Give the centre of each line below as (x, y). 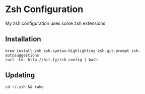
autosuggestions (22, 55)
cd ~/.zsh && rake (24, 87)
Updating (20, 75)
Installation (23, 39)
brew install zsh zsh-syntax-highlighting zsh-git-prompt (67, 51)
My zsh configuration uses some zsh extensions (55, 23)
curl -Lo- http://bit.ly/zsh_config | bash (52, 60)
